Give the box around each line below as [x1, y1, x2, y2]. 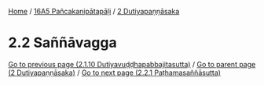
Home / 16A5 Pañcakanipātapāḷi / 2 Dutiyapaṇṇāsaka [8, 7, 180, 16]
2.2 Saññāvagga [8, 34, 117, 51]
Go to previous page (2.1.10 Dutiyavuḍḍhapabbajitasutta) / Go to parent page [8, 59, 256, 69]
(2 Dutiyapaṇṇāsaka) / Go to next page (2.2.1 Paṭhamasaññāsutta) [8, 68, 222, 77]
